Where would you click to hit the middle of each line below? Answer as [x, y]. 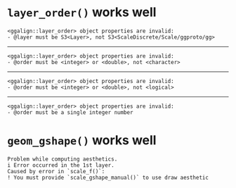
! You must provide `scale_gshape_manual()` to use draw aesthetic [108, 177]
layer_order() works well [82, 12]
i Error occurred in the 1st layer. [61, 165]
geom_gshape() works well [82, 140]
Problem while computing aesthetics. [63, 159]
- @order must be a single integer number [70, 112]
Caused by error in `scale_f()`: [56, 171]
